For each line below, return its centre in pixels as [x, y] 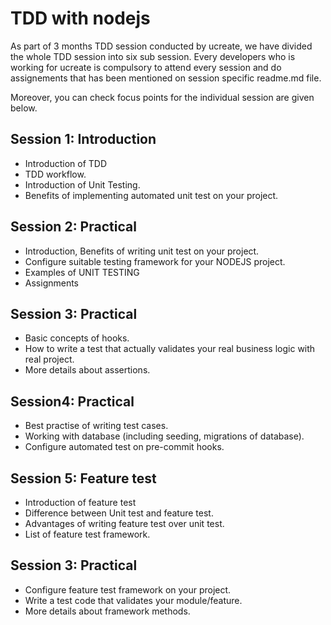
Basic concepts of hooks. [77, 338]
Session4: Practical [72, 401]
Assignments [52, 283]
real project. [49, 359]
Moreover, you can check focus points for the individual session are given [162, 97]
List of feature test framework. [87, 534]
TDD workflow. [55, 174]
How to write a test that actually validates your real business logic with [170, 349]
